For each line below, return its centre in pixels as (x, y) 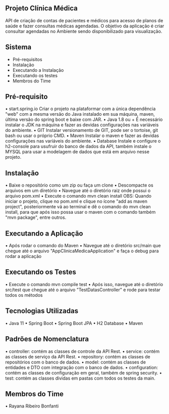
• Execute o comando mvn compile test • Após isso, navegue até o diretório (84, 284)
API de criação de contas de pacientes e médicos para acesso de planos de (84, 20)
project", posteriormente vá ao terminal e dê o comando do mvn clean (78, 207)
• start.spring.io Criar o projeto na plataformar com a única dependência (80, 109)
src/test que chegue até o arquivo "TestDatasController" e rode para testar (83, 290)
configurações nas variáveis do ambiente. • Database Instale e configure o (83, 141)
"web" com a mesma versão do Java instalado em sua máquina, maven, (80, 114)
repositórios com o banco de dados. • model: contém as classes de (76, 362)
